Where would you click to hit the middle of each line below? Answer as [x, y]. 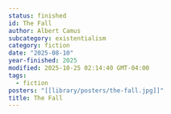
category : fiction [39, 46]
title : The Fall [35, 98]
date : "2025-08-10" [41, 53]
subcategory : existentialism [57, 38]
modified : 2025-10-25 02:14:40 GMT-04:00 [79, 68]
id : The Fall [30, 23]
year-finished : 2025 [43, 61]
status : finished [38, 16]
